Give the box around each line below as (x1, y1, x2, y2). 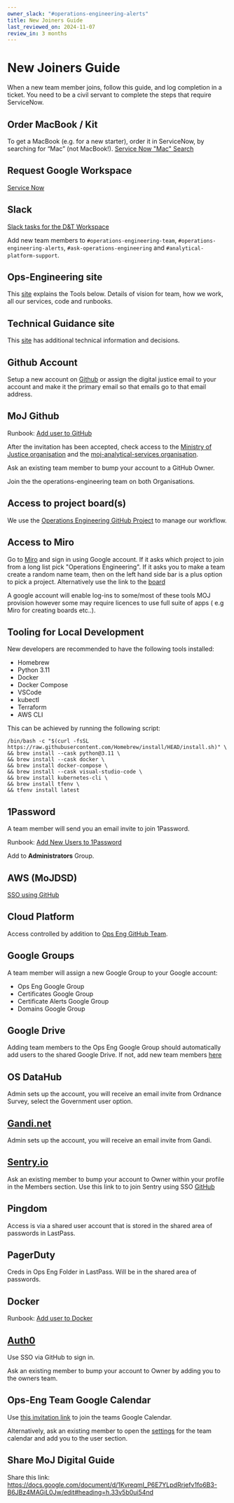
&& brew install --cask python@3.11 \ (7, 750, 121, 757)
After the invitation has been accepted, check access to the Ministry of (7, 443, 212, 451)
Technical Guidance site (7, 317, 115, 330)
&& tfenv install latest (7, 787, 80, 794)
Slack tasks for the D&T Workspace (7, 222, 110, 231)
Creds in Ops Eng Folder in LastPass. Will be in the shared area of (7, 1267, 198, 1276)
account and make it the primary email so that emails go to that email (7, 383, 207, 391)
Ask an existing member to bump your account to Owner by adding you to (7, 1367, 221, 1375)
